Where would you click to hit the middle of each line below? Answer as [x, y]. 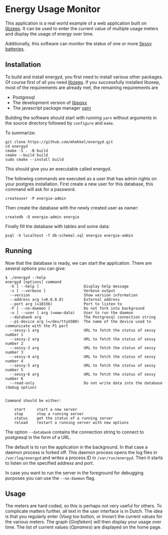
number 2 [14, 343]
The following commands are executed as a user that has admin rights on [81, 178]
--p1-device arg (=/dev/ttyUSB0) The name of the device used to [80, 322]
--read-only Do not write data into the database [86, 383]
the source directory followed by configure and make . [60, 123]
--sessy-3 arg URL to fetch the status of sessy [83, 348]
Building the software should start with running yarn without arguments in [81, 118]
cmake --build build [27, 155]
